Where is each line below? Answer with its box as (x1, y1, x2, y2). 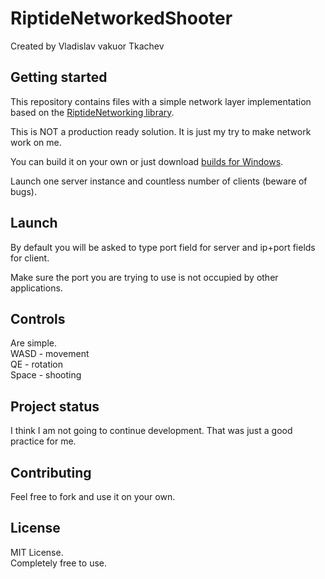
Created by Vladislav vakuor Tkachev (10, 40, 165, 52)
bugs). (10, 185, 37, 197)
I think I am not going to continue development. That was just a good (10, 425, 293, 437)
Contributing (10, 464, 92, 481)
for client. (10, 252, 50, 264)
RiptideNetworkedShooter (10, 7, 233, 30)
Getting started (10, 69, 108, 86)
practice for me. (10, 435, 77, 447)
